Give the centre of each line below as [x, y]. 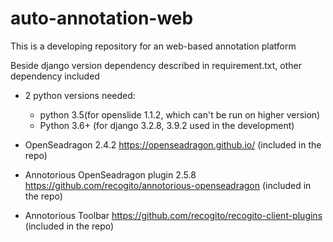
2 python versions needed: [80, 95]
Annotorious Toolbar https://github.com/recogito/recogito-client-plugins [173, 215]
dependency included [55, 76]
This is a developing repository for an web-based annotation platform [153, 46]
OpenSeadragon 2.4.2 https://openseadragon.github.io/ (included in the [173, 144]
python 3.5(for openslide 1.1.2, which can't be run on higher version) [180, 114]
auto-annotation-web [102, 18]
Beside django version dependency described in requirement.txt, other [156, 65]
